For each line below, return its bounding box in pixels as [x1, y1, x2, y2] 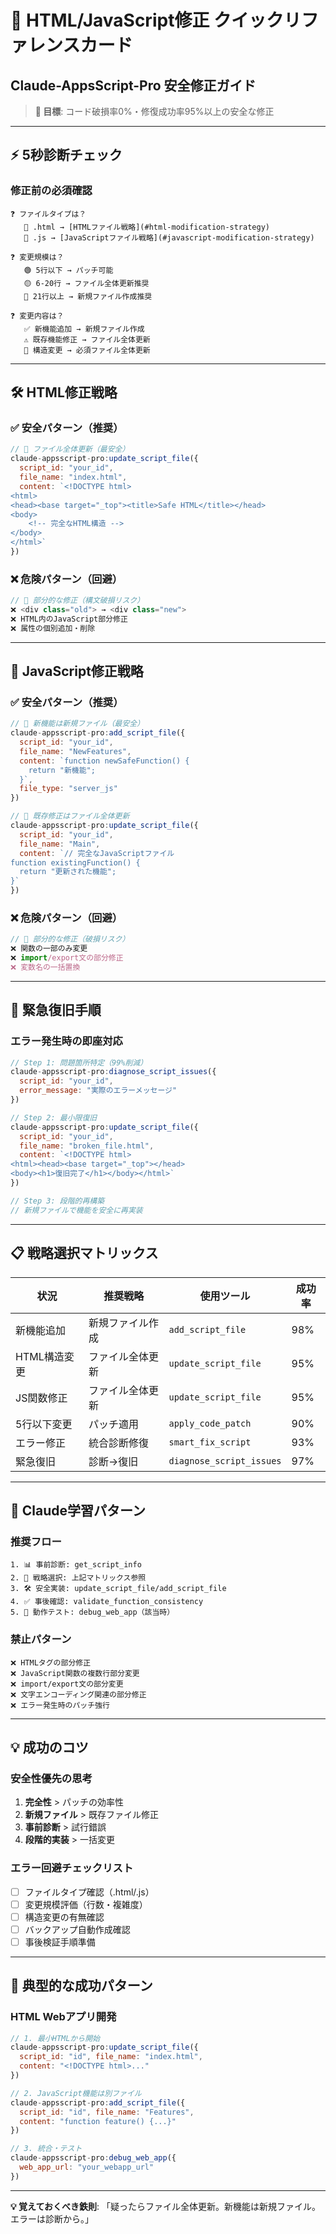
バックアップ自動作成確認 [24, 1923, 131, 1935]
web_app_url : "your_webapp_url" [19, 2162, 155, 2172]
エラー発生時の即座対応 [10, 1034, 123, 1048]
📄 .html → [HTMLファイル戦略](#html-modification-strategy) [23, 222, 270, 232]
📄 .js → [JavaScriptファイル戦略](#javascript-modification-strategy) [23, 232, 315, 243]
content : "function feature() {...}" [19, 2116, 177, 2126]
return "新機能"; [28, 765, 96, 775]
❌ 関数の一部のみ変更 [10, 944, 88, 954]
